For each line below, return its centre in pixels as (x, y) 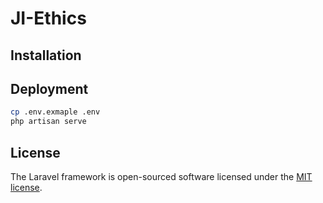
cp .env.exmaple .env (55, 112)
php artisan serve (48, 122)
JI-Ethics (48, 18)
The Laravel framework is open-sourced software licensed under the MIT (161, 176)
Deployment (49, 88)
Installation (46, 55)
